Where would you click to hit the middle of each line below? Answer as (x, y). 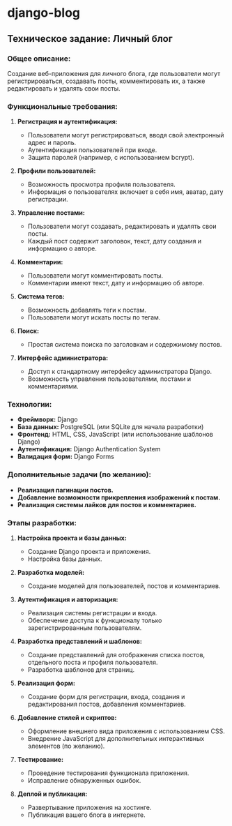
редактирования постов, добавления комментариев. (107, 704)
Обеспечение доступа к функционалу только (95, 621)
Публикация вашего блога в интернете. (86, 815)
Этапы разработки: (42, 523)
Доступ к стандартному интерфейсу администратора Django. (120, 372)
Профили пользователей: (56, 171)
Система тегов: (41, 296)
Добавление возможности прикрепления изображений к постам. (119, 497)
